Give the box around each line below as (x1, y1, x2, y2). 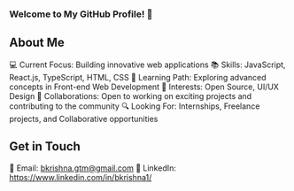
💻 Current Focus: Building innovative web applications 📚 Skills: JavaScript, (9, 59, 286, 70)
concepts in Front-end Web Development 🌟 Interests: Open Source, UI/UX (9, 81, 279, 92)
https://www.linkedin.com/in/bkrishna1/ (9, 172, 152, 182)
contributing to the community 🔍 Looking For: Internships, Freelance (9, 101, 260, 111)
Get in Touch (9, 139, 81, 154)
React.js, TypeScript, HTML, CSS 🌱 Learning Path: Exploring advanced (9, 72, 267, 82)
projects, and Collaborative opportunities (9, 113, 159, 124)
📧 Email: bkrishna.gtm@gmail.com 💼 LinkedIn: (9, 163, 177, 173)
